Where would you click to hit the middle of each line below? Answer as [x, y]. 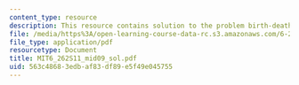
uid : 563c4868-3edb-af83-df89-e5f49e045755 [91, 67]
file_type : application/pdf [61, 42]
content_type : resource [53, 17]
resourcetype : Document [53, 50]
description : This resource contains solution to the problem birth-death [151, 26]
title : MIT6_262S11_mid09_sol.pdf [73, 58]
